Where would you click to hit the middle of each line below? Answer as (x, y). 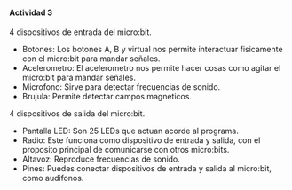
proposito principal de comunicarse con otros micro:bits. (126, 150)
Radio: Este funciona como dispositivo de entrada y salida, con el (141, 140)
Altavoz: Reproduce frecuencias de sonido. (101, 159)
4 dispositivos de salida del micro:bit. (77, 114)
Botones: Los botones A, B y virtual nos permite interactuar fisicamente (152, 50)
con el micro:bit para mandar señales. (91, 59)
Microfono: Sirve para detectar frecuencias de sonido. (121, 87)
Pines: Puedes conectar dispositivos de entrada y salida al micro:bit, (147, 169)
